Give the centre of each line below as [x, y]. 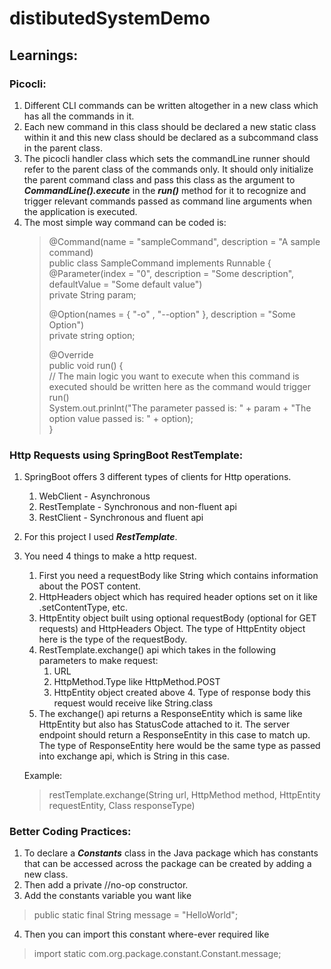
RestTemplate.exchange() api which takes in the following [157, 650]
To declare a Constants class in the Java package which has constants [171, 853]
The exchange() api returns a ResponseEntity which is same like [170, 714]
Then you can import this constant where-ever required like [146, 934]
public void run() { [86, 365]
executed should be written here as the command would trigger [179, 386]
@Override [71, 354]
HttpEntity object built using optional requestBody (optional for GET [177, 618]
